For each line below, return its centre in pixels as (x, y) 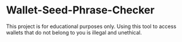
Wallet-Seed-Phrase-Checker (80, 10)
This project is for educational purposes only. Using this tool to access (91, 26)
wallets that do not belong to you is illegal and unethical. (74, 32)
